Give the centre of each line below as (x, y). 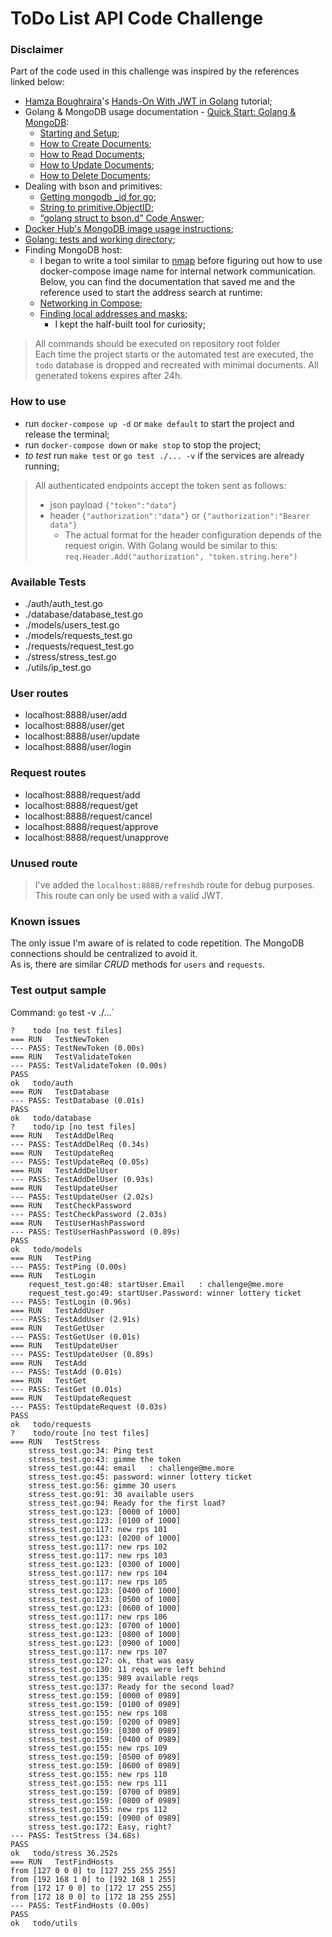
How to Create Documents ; (95, 144)
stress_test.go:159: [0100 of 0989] (105, 1704)
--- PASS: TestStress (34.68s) (75, 1835)
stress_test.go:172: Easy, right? (100, 1827)
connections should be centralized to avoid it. (104, 954)
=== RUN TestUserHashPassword (77, 1223)
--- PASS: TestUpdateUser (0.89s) (82, 1354)
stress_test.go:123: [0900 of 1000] (105, 1643)
